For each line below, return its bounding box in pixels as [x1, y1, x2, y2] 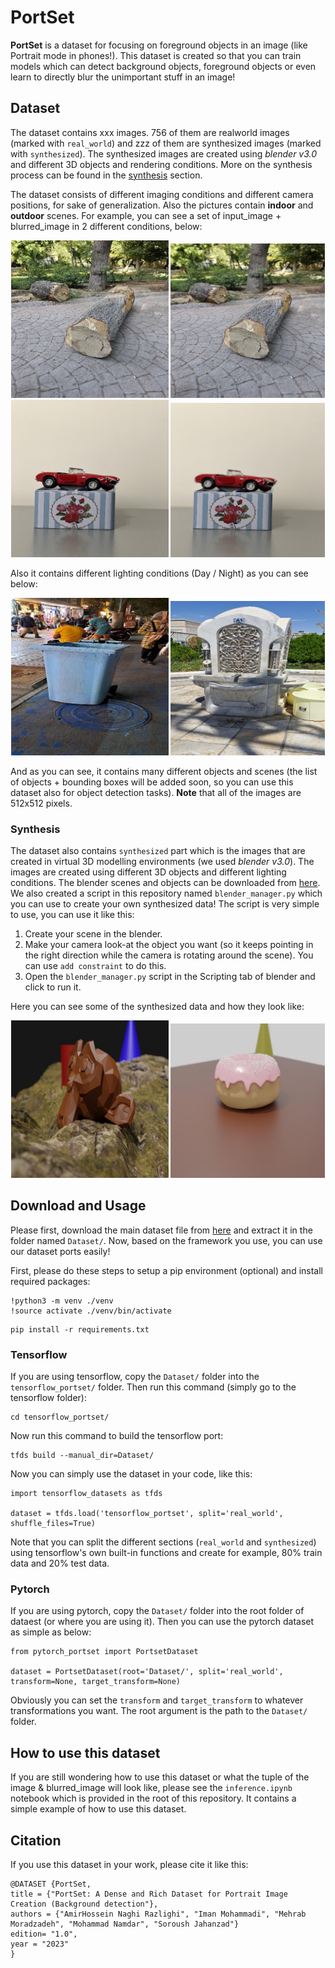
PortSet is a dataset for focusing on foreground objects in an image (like [10, 39, 308, 51]
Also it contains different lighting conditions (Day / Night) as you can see [10, 567, 309, 579]
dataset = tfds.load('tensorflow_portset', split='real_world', [10, 1509, 284, 1519]
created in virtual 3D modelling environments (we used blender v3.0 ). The [10, 856, 315, 868]
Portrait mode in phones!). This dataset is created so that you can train [10, 49, 302, 61]
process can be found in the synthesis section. [10, 169, 203, 181]
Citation [10, 1832, 62, 1849]
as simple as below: [10, 1626, 92, 1638]
